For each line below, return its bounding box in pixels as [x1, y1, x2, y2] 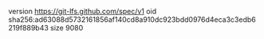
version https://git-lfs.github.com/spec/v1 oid [8, 7, 157, 16]
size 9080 [50, 23, 84, 32]
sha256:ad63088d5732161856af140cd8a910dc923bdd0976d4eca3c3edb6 [8, 15, 257, 24]
